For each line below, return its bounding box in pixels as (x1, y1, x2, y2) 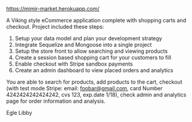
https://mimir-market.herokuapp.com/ (6, 5, 100, 12)
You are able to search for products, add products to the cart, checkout (6, 78, 182, 85)
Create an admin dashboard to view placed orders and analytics (14, 67, 173, 74)
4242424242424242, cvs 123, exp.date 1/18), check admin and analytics (6, 91, 187, 98)
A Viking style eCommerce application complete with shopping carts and (6, 17, 187, 23)
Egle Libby (6, 109, 32, 116)
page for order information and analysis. (6, 97, 106, 105)
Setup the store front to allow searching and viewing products (14, 47, 168, 55)
